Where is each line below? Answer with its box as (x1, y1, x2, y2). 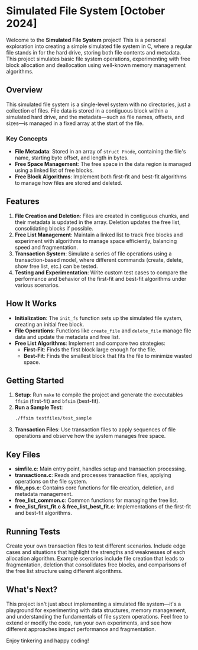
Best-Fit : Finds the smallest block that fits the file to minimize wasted (23, 352, 192, 359)
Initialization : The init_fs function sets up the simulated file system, (14, 314, 183, 321)
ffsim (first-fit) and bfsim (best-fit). (14, 398, 100, 405)
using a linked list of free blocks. (14, 167, 94, 174)
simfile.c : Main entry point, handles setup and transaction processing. (14, 465, 186, 472)
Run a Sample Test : (14, 404, 63, 411)
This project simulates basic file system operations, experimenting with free (6, 55, 191, 62)
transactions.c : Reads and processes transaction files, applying (14, 472, 171, 479)
